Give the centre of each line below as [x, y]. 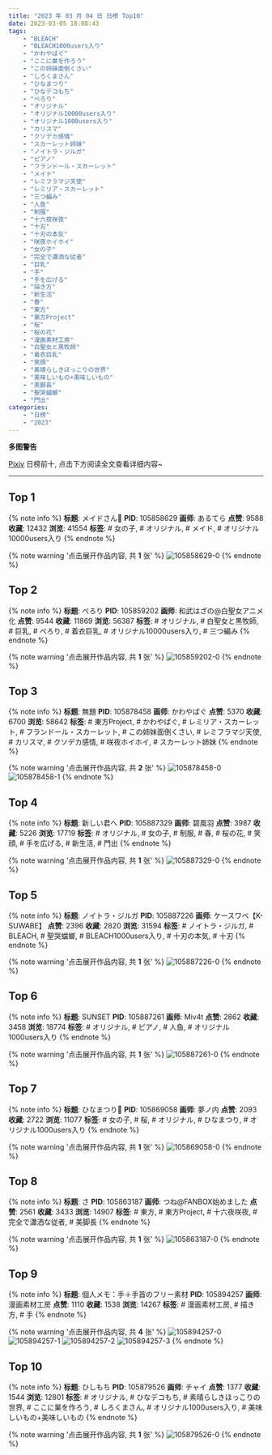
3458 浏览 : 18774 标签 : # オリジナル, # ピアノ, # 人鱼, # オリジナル [119, 1026]
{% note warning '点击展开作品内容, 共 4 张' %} [87, 1332]
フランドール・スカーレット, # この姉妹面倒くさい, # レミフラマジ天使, [144, 732]
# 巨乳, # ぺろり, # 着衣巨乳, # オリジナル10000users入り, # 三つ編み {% [130, 631]
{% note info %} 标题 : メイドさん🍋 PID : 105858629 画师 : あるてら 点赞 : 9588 [136, 518]
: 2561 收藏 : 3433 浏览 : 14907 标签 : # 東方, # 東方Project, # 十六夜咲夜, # [136, 1212]
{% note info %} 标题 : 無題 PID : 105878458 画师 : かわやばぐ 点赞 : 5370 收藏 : [136, 712]
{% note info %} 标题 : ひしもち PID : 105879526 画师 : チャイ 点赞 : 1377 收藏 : [134, 1387]
